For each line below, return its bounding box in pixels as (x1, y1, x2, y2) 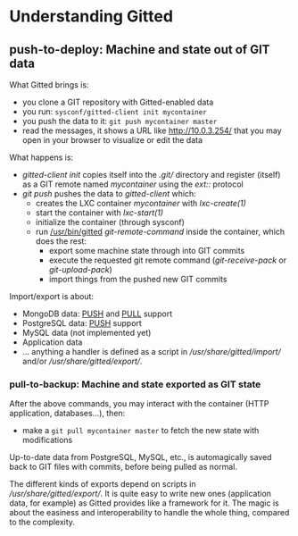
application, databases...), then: (9, 408, 126, 419)
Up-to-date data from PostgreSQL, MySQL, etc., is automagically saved (9, 452, 272, 463)
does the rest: (35, 236, 87, 247)
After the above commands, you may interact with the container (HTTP (9, 398, 269, 409)
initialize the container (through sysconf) (35, 217, 186, 227)
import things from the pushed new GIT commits (48, 274, 228, 284)
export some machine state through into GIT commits (48, 246, 245, 255)
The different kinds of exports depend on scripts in (9, 479, 196, 490)
